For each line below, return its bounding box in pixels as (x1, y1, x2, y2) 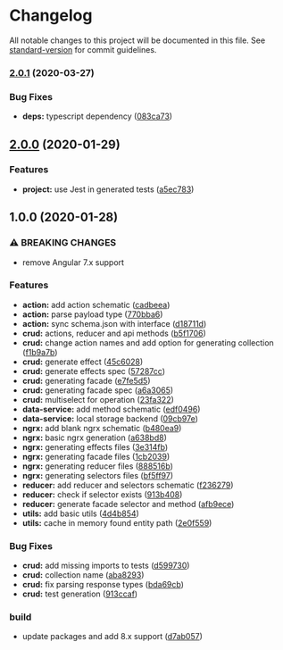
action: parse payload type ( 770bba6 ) (21, 309, 163, 320)
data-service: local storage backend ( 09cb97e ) (21, 412, 199, 424)
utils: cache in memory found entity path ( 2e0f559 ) (21, 517, 212, 528)
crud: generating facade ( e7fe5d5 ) (21, 375, 151, 386)
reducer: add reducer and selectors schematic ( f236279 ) (21, 479, 234, 490)
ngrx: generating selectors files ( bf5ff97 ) (21, 470, 174, 480)
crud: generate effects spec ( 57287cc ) (21, 365, 166, 376)
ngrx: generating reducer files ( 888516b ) (21, 461, 174, 471)
